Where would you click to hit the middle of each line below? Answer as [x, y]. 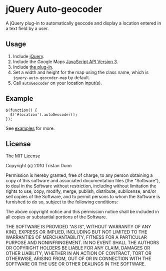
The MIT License [23, 156]
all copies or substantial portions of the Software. [56, 217]
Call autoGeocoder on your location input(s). [57, 83]
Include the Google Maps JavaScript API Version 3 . [65, 62]
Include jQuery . [28, 56]
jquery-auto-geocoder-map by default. [51, 77]
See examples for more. [30, 128]
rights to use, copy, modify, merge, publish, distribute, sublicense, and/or [81, 191]
